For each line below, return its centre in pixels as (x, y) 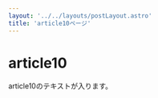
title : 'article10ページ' (50, 23)
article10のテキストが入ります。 (61, 86)
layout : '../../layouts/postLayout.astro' (80, 16)
